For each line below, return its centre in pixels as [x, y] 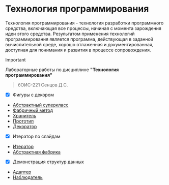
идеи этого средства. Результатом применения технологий [70, 34]
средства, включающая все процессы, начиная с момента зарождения [83, 28]
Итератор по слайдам [36, 136]
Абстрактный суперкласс [40, 105]
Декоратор [25, 127]
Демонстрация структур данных [48, 162]
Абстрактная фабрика [37, 152]
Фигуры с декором [33, 95]
